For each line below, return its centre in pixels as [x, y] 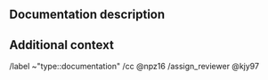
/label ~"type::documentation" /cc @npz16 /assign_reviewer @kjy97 [134, 67]
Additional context [61, 45]
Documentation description [87, 15]
